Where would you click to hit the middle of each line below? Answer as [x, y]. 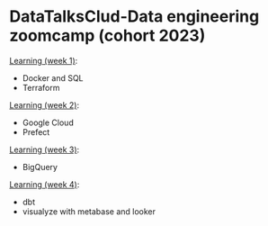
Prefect [36, 131]
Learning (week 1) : [44, 60]
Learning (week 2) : [44, 104]
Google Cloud [48, 122]
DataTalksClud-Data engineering [134, 17]
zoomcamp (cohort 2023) [107, 36]
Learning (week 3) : [45, 149]
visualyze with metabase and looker [89, 211]
